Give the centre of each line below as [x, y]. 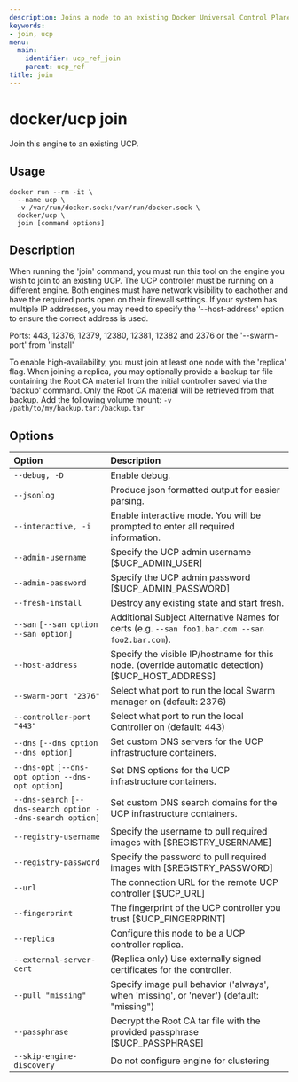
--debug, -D [39, 476]
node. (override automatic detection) [187, 665]
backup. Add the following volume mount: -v [90, 400]
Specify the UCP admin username [181, 553]
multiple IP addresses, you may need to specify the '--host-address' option [147, 309]
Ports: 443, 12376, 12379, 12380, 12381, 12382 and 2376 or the [124, 336]
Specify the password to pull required [188, 857]
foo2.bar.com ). [141, 639]
